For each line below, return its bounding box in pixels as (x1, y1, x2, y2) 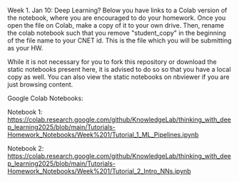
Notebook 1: (7, 108, 43, 116)
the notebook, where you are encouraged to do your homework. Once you (7, 14, 226, 22)
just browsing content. (7, 80, 73, 88)
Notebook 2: (7, 144, 44, 152)
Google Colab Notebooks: (7, 94, 83, 102)
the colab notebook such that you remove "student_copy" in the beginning (7, 28, 226, 37)
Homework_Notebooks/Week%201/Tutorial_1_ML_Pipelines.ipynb (7, 131, 199, 139)
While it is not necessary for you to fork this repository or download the (7, 58, 217, 66)
